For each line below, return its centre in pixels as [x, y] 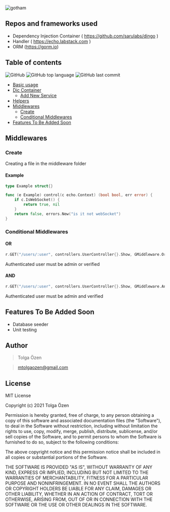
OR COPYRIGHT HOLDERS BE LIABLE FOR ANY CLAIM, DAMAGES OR [78, 489]
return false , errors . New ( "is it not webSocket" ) [68, 214]
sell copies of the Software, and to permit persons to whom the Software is [83, 437]
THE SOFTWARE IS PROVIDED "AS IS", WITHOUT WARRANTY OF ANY [79, 467]
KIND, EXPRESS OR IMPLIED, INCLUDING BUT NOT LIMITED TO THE [77, 472]
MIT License [18, 396]
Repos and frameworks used [51, 24]
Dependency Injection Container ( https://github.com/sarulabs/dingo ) [85, 36]
